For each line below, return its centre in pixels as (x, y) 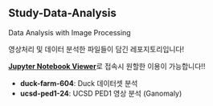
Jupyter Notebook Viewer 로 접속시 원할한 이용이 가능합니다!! (107, 66)
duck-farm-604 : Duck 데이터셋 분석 (79, 83)
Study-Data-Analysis (62, 13)
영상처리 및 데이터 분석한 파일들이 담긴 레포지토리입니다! (96, 49)
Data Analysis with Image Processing (70, 32)
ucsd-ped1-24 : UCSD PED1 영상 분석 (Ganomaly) (101, 93)
